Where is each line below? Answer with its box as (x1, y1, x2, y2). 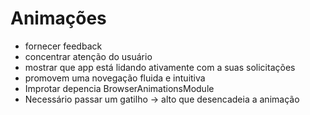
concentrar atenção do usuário (24, 50, 153, 62)
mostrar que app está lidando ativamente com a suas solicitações (24, 61, 296, 73)
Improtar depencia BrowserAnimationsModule (24, 82, 215, 94)
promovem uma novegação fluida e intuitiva (24, 72, 206, 84)
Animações (10, 7, 107, 30)
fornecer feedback (24, 40, 103, 52)
